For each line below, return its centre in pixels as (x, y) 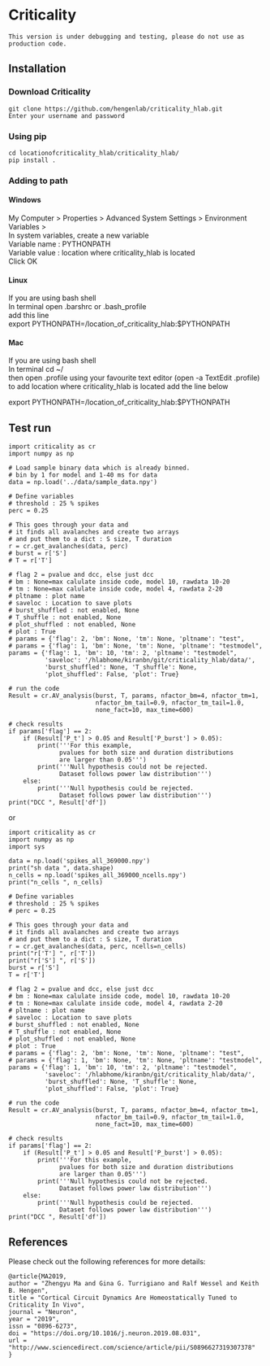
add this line (29, 316)
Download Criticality (50, 92)
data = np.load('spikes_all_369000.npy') (79, 861)
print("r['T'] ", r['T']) (52, 954)
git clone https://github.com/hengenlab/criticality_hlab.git (116, 109)
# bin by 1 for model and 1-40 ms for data (83, 475)
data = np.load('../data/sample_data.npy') (83, 482)
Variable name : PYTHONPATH (60, 244)
